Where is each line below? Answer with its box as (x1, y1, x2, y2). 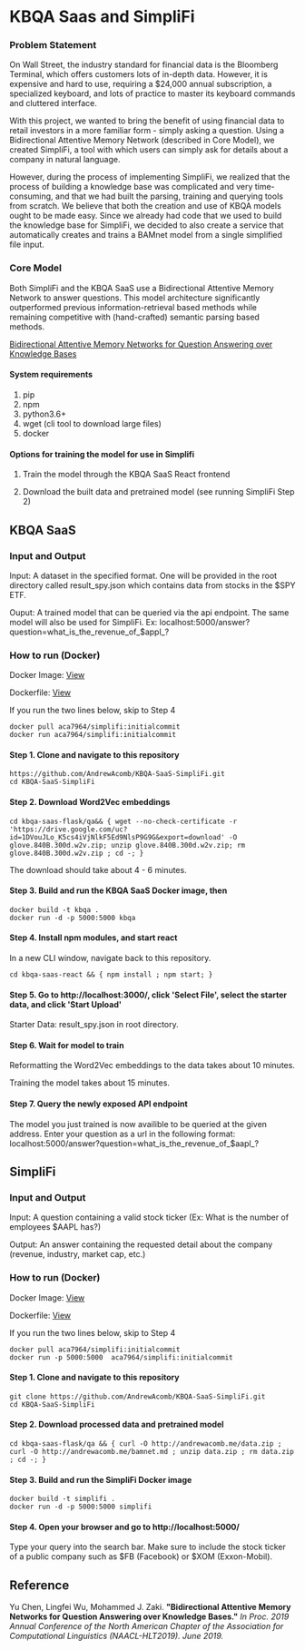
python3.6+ (22, 408, 66, 419)
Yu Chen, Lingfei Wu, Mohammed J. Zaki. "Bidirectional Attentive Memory (9, 1602, 291, 1613)
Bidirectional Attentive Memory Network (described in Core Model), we (9, 134, 275, 146)
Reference (9, 1577, 70, 1593)
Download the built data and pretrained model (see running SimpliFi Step (22, 486, 295, 497)
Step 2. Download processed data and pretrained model (9, 1419, 224, 1430)
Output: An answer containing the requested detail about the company (9, 1239, 273, 1250)
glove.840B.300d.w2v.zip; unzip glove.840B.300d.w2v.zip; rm (9, 840, 246, 850)
